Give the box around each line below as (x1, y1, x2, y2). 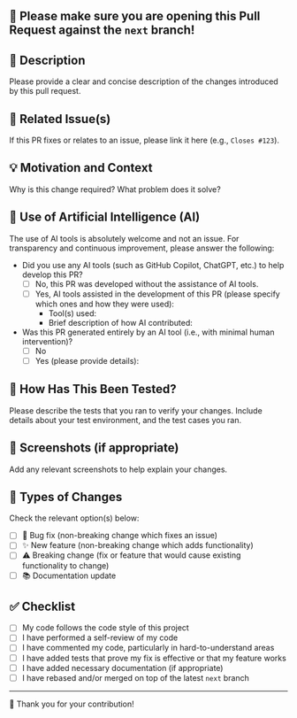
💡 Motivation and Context (9, 160, 153, 175)
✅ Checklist (9, 598, 76, 614)
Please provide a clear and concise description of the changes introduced (9, 76, 278, 87)
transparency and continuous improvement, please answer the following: (9, 243, 275, 253)
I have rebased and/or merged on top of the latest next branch (21, 672, 250, 683)
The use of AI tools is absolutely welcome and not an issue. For (9, 233, 240, 243)
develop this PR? (21, 269, 83, 280)
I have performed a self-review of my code (21, 632, 179, 643)
